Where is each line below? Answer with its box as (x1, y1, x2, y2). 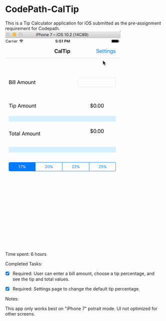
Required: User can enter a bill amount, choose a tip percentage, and (12, 270, 155, 276)
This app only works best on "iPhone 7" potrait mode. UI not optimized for (5, 305, 158, 311)
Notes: (5, 296, 19, 302)
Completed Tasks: (5, 260, 42, 266)
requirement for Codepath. (5, 25, 60, 31)
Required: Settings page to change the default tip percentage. (12, 286, 140, 291)
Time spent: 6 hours (5, 251, 46, 257)
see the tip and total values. (12, 276, 70, 282)
